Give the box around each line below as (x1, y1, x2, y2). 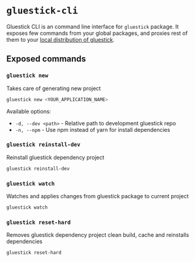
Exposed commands (6, 54, 86, 64)
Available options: (6, 107, 52, 115)
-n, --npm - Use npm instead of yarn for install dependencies (15, 126, 170, 133)
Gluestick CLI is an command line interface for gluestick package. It (6, 23, 179, 30)
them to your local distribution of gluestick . (6, 36, 115, 43)
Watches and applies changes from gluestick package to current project (6, 192, 189, 199)
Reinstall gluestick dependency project (6, 153, 105, 161)
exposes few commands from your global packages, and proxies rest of (6, 29, 188, 37)
